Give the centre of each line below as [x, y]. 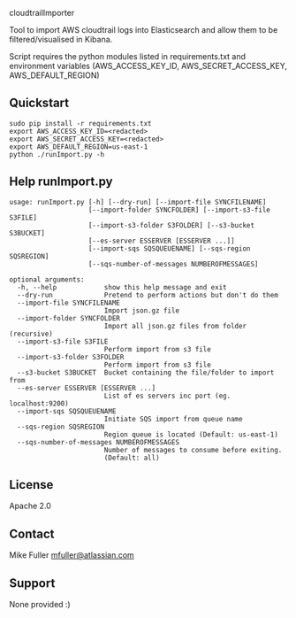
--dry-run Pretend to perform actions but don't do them [148, 295]
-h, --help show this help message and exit [122, 287]
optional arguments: [47, 279]
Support [32, 583]
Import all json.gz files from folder [175, 326]
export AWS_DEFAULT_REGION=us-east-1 [79, 147]
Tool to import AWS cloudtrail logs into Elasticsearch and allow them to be [144, 30]
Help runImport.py [61, 182]
